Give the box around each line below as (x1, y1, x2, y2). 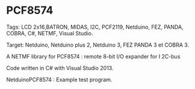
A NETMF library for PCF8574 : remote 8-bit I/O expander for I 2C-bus (6, 53, 181, 60)
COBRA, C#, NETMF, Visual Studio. (6, 29, 93, 36)
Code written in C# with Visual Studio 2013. (6, 64, 114, 72)
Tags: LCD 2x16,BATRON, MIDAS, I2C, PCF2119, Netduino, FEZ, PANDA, (6, 23, 184, 30)
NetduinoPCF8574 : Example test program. (6, 76, 113, 83)
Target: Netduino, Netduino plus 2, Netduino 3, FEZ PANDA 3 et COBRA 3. (6, 41, 190, 48)
